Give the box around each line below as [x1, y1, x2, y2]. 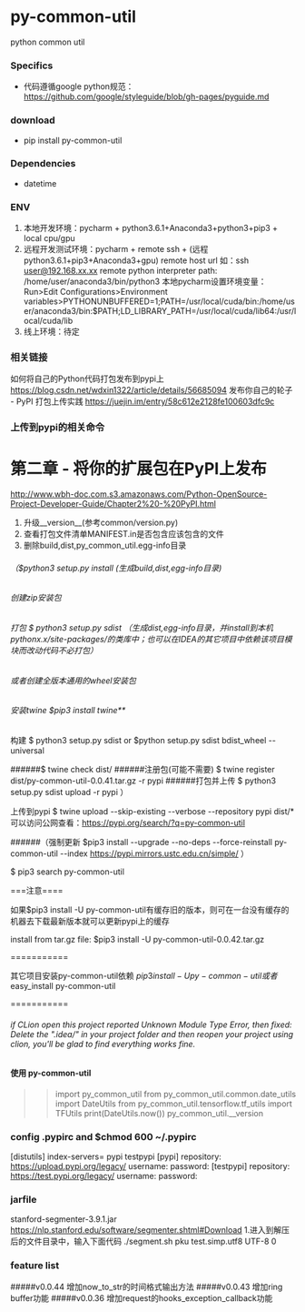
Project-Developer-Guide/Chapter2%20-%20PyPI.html [10, 499, 217, 510]
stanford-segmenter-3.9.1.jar [10, 1214, 117, 1225]
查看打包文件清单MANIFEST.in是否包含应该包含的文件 [23, 529, 225, 540]
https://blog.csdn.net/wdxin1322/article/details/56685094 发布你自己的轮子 [10, 385, 293, 396]
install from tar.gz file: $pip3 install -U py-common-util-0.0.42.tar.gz [10, 934, 265, 944]
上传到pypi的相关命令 [10, 421, 105, 434]
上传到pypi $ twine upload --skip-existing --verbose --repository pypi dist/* [10, 805, 295, 816]
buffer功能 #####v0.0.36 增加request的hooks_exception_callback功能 [10, 1292, 273, 1303]
